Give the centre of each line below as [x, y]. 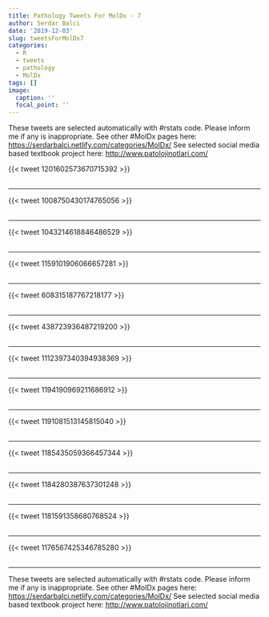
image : [19, 90]
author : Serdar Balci [44, 23]
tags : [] [23, 83]
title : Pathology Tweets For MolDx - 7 [75, 16]
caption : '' [36, 98]
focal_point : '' [42, 105]
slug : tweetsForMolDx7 [46, 38]
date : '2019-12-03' [41, 30]
